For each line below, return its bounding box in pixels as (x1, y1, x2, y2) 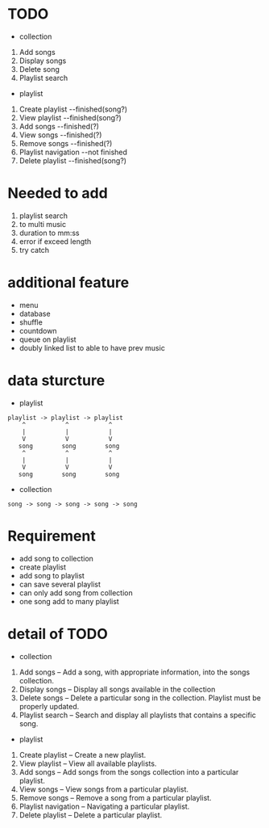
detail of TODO (7, 624, 108, 643)
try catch (19, 245, 50, 254)
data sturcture (7, 372, 106, 389)
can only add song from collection (19, 587, 134, 598)
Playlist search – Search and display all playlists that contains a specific (19, 710, 257, 720)
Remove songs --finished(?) (19, 138, 113, 148)
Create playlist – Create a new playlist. (19, 750, 147, 759)
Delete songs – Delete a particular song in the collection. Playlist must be (19, 692, 261, 703)
